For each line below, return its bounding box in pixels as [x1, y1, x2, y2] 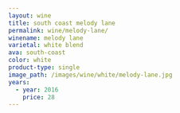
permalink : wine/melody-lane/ [8, 26, 109, 34]
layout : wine [8, 11, 52, 20]
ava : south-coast [8, 49, 66, 56]
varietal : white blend [8, 41, 84, 49]
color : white [8, 56, 52, 64]
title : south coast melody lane [8, 19, 115, 27]
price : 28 [22, 93, 56, 101]
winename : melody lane [8, 33, 84, 42]
